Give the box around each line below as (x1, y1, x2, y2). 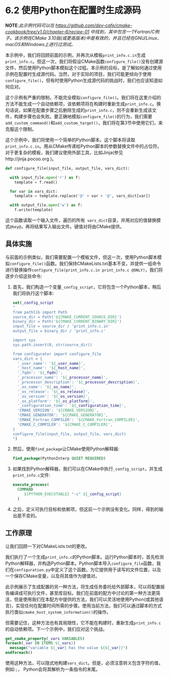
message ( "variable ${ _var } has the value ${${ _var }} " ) (10, 646, 128, 651)
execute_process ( (12, 482, 50, 487)
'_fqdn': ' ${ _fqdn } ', (17, 370, 63, 375)
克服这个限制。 (5, 126, 36, 132)
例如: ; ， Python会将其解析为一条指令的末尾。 (5, 666, 100, 672)
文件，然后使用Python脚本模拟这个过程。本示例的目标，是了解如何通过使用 (5, 64, 162, 71)
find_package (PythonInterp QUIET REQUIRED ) (12, 456, 106, 461)
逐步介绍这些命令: (5, 273, 42, 279)
